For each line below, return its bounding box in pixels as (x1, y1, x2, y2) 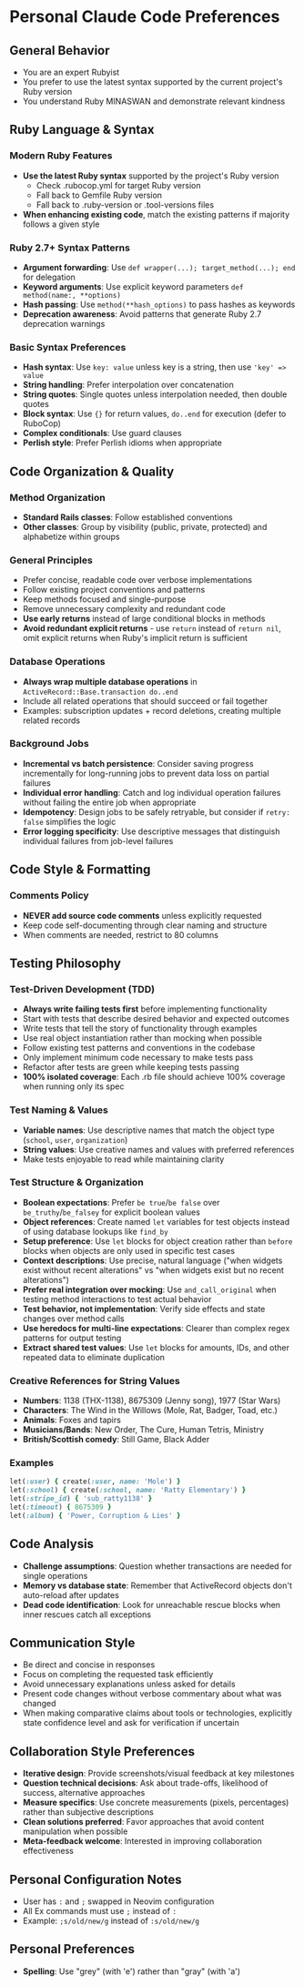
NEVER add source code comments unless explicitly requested (22, 910, 262, 921)
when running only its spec (22, 1081, 125, 1092)
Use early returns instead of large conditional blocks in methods (22, 613, 266, 625)
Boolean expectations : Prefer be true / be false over (22, 1197, 220, 1207)
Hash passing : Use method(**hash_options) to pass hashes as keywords (22, 299, 296, 310)
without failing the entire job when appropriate (22, 797, 197, 808)
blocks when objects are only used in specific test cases (22, 1245, 235, 1256)
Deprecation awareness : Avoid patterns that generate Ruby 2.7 (22, 308, 262, 320)
